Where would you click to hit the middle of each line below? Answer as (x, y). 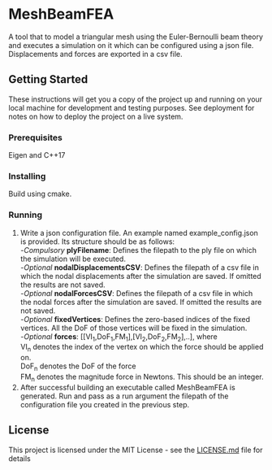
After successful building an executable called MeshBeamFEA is (127, 387)
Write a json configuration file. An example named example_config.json (139, 233)
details (19, 458)
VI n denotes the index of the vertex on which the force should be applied (142, 348)
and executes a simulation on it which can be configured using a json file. (131, 45)
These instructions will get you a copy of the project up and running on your (135, 99)
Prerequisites (35, 137)
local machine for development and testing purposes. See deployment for (132, 107)
